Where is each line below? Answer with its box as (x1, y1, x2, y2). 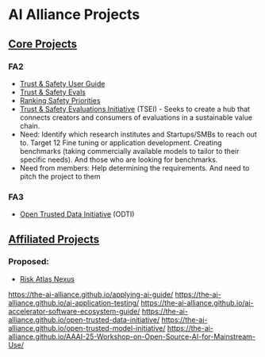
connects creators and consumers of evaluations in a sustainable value (19, 113, 252, 122)
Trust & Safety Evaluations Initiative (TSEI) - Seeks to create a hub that (19, 104, 251, 113)
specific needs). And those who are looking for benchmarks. (19, 155, 218, 164)
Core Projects (8, 37, 78, 51)
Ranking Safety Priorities (19, 95, 101, 105)
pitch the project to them (19, 171, 101, 181)
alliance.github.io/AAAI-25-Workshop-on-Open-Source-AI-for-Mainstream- (8, 332, 256, 341)
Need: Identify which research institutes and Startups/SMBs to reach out (19, 129, 258, 139)
